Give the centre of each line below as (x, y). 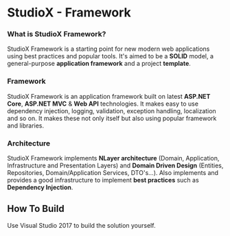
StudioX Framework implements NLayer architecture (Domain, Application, (113, 158)
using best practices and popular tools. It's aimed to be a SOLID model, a (111, 56)
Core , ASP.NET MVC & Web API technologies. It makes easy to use (103, 104)
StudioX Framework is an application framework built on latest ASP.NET (109, 96)
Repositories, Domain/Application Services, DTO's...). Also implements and (113, 173)
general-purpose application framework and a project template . (99, 64)
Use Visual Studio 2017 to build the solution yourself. (81, 225)
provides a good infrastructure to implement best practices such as (103, 180)
